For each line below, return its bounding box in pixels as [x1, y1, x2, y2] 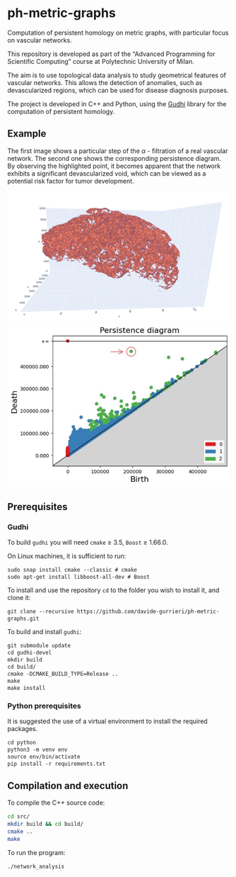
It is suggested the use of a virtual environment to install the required [7, 717, 208, 725]
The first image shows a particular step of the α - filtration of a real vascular [7, 147, 228, 155]
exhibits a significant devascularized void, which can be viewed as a [7, 169, 206, 178]
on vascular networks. [7, 35, 72, 44]
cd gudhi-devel [7, 650, 52, 657]
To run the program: [7, 848, 66, 856]
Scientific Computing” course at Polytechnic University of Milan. [7, 57, 194, 65]
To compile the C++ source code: [7, 798, 105, 807]
